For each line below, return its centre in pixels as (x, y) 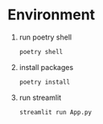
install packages (46, 67)
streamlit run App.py (55, 112)
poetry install (45, 82)
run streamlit (40, 97)
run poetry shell (45, 37)
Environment (51, 15)
